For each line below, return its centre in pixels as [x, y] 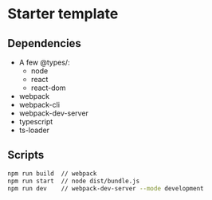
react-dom [48, 88]
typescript [36, 122]
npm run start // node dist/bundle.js [74, 181]
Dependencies [44, 43]
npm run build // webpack [52, 173]
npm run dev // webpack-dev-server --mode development [106, 188]
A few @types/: [44, 62]
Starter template [63, 14]
